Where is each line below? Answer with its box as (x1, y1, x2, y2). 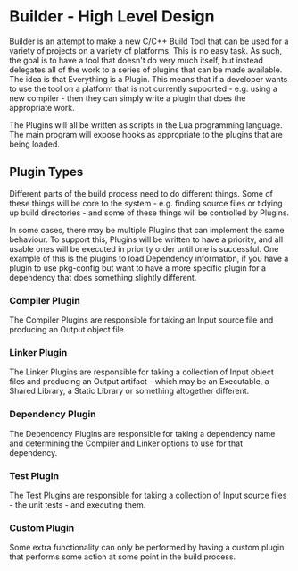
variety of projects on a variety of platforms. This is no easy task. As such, (9, 45, 283, 55)
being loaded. (9, 139, 61, 149)
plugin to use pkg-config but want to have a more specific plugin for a (9, 262, 266, 273)
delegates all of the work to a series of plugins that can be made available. (9, 64, 283, 75)
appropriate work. (9, 102, 76, 113)
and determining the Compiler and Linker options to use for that (9, 438, 244, 449)
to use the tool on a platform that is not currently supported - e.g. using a (9, 83, 278, 94)
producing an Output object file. (9, 324, 127, 335)
